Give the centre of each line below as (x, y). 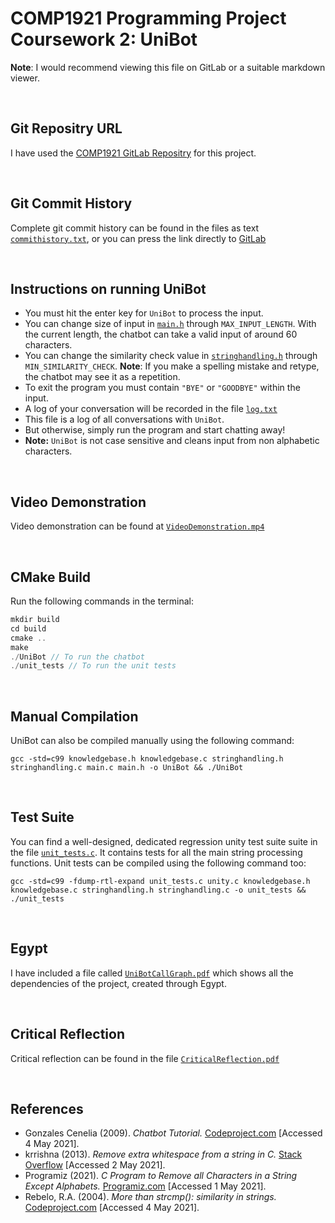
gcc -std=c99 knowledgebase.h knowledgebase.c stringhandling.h (147, 759)
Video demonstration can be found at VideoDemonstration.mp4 (137, 526)
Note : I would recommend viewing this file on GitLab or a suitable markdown (168, 67)
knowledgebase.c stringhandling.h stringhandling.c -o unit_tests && (158, 890)
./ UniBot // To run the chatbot (77, 657)
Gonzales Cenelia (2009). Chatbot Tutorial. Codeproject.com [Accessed (173, 1133)
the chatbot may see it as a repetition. (102, 377)
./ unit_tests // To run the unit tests (93, 666)
